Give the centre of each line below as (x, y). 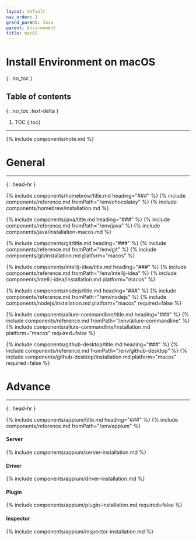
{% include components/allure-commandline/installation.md (78, 327)
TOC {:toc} (27, 122)
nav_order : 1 (22, 17)
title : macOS (22, 33)
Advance (28, 387)
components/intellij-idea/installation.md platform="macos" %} (81, 279)
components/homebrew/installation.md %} (57, 208)
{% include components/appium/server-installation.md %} (76, 452)
